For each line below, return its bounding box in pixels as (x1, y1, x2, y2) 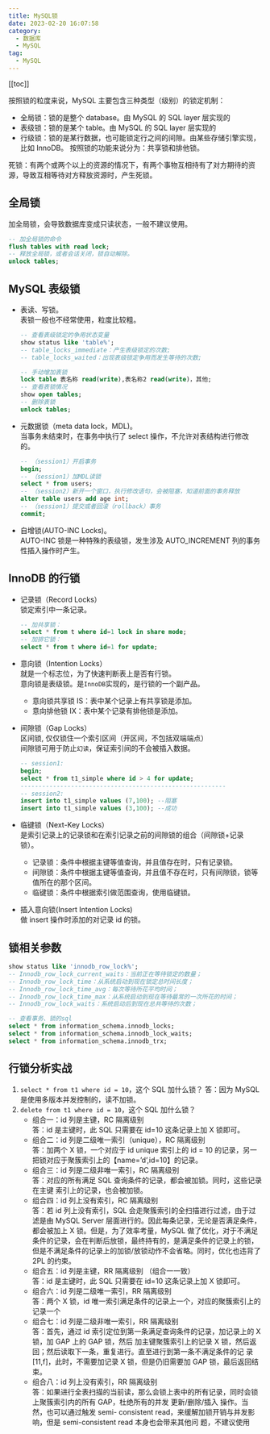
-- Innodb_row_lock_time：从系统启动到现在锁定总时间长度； (8, 978, 193, 986)
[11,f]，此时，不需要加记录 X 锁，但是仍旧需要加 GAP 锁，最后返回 (31, 1357, 252, 1366)
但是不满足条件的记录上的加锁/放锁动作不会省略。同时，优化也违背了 (31, 1245, 261, 1255)
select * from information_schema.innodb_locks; (8, 1022, 175, 1031)
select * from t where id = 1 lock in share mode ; (19, 628, 187, 636)
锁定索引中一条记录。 (19, 604, 91, 614)
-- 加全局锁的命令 (8, 235, 62, 243)
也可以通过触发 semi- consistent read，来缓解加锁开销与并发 (46, 1407, 248, 1416)
